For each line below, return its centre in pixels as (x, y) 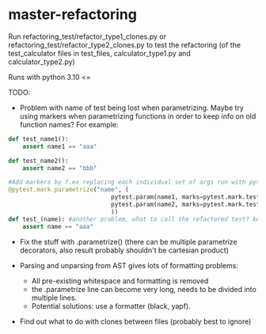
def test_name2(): (38, 161)
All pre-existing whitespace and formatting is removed (120, 281)
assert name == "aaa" (58, 226)
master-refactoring (72, 15)
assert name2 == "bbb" (60, 168)
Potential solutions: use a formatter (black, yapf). (111, 306)
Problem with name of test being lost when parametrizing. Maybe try (131, 108)
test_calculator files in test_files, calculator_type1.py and (100, 53)
